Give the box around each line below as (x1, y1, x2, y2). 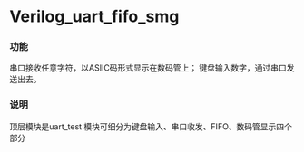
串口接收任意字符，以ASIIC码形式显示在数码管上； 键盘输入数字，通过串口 (9, 62, 288, 73)
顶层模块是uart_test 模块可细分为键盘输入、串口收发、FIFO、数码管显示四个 (9, 120, 293, 132)
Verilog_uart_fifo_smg (9, 6, 180, 27)
